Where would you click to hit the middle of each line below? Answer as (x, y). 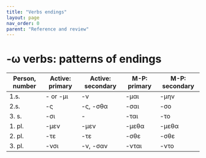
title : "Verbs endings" (37, 12)
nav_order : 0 (23, 23)
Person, (25, 79)
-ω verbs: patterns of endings (84, 59)
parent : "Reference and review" (48, 29)
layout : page (23, 18)
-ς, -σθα (95, 106)
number (25, 86)
